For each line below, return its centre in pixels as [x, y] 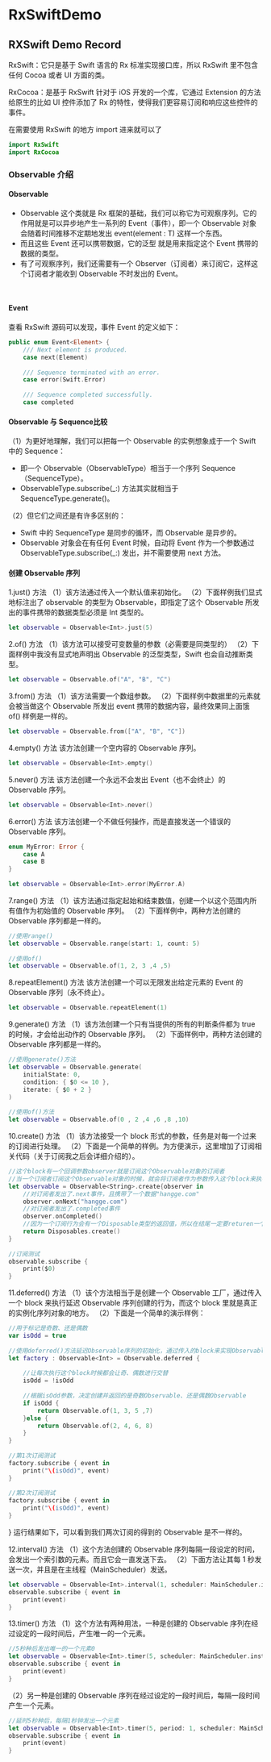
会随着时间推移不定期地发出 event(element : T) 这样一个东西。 [123, 233]
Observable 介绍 [41, 174]
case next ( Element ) [56, 357]
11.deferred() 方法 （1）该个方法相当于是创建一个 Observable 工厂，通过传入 [135, 1293]
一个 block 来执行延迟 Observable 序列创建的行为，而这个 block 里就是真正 [133, 1303]
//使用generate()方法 [42, 1060]
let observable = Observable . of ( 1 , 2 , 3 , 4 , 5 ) [90, 966]
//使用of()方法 [31, 1112]
